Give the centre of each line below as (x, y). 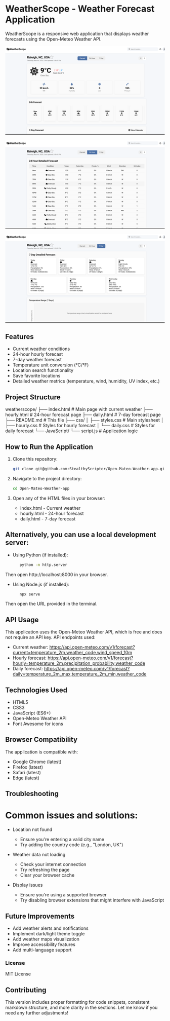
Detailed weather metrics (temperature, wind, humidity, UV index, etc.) (86, 381)
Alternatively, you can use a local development (81, 535)
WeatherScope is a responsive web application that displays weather (77, 33)
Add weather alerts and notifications (50, 928)
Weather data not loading (39, 855)
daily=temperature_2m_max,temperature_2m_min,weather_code (79, 674)
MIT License (18, 974)
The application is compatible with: (42, 752)
